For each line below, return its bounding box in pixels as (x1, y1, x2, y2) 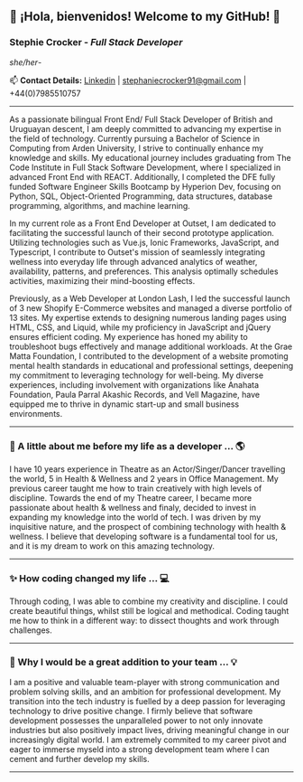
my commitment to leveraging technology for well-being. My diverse (9, 370, 264, 381)
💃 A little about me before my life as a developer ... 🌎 (9, 439, 245, 452)
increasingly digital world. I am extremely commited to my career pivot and (9, 734, 287, 745)
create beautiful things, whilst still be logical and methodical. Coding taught (9, 606, 289, 617)
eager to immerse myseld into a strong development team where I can (9, 743, 271, 755)
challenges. (9, 625, 52, 636)
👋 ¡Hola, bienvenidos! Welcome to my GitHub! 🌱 (9, 9, 281, 24)
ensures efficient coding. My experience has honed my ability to (9, 331, 248, 342)
